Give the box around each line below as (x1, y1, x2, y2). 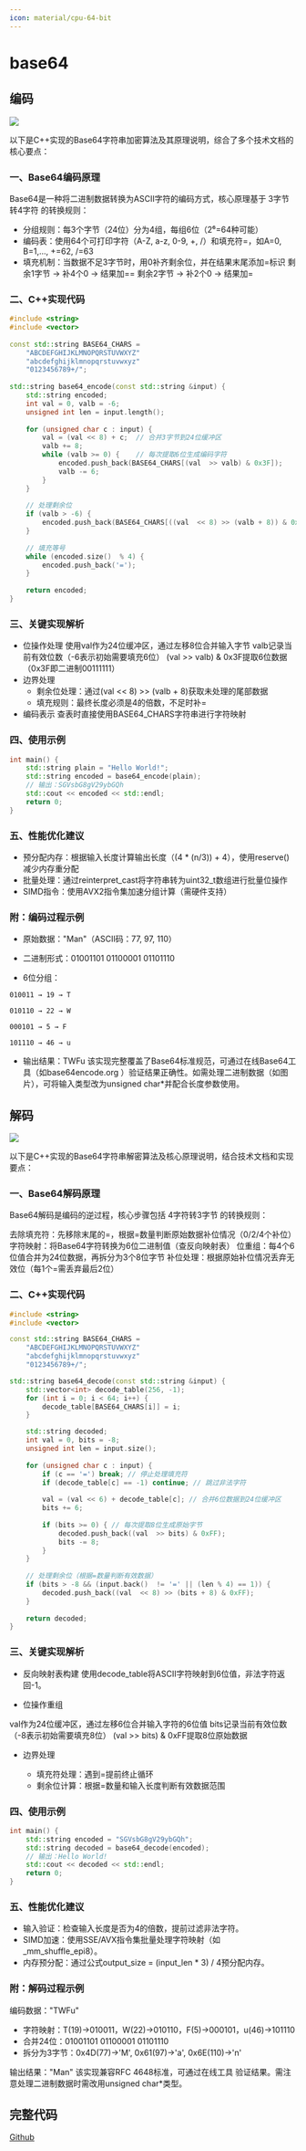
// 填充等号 (25, 543, 66, 552)
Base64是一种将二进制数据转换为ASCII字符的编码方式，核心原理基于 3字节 (9, 193, 290, 204)
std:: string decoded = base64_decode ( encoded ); (25, 1843, 209, 1852)
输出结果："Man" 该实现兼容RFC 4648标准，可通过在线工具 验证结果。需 (9, 2066, 284, 2077)
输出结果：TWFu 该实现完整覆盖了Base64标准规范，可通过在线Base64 (22, 1055, 289, 1066)
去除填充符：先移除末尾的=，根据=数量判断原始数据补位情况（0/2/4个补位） (9, 1229, 297, 1240)
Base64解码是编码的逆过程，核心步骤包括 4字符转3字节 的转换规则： (9, 1210, 269, 1221)
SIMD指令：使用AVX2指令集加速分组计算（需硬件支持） (22, 886, 232, 897)
